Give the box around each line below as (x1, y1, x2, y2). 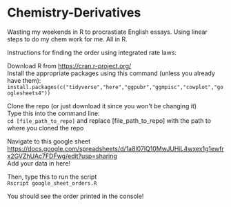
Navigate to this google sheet (7, 137, 91, 146)
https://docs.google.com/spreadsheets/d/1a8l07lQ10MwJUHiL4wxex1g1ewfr (7, 144, 224, 152)
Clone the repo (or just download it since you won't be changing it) (7, 101, 197, 110)
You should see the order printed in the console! (7, 192, 144, 200)
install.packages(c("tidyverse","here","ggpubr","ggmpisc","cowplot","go (7, 83, 224, 90)
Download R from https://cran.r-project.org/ (7, 61, 132, 70)
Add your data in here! (7, 159, 71, 167)
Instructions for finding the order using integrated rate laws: (7, 48, 177, 57)
